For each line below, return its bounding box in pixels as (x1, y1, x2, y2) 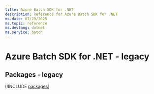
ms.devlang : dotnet (5, 25, 45, 30)
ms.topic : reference (5, 21, 48, 26)
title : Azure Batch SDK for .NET (5, 7, 74, 12)
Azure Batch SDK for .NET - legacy (5, 51, 150, 62)
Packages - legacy (5, 70, 63, 79)
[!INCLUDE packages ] (5, 84, 50, 89)
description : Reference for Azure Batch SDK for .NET (5, 12, 118, 17)
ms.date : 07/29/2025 (5, 16, 48, 21)
